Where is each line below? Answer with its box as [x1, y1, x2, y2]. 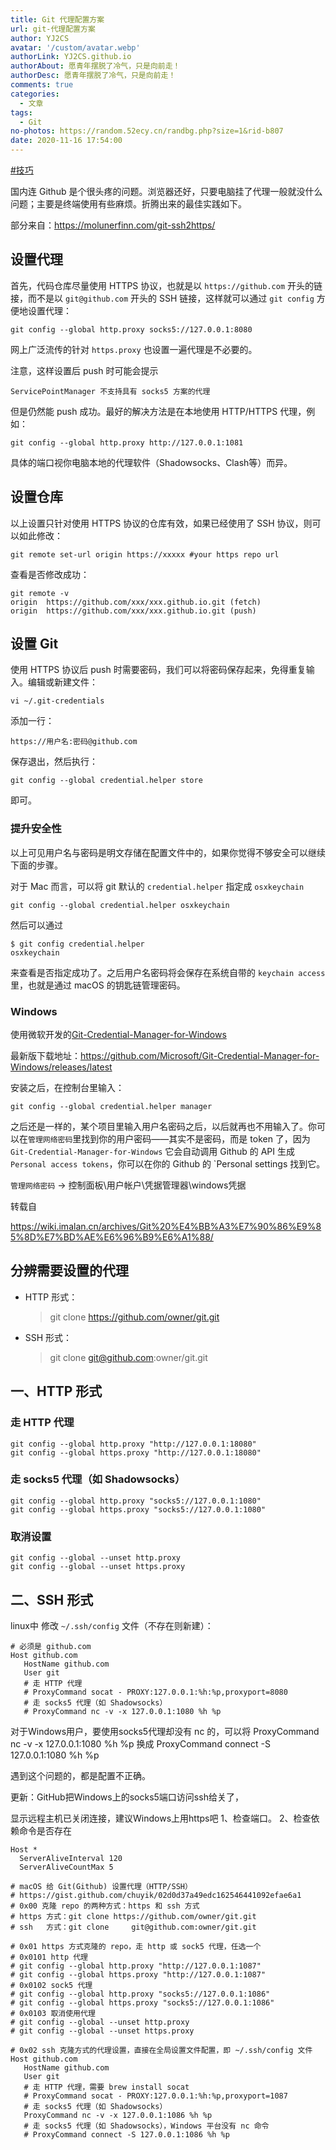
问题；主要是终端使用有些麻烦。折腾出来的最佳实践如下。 [10, 198, 247, 210]
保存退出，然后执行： [10, 756, 98, 768]
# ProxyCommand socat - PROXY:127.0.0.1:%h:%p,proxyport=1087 [23, 2091, 288, 2101]
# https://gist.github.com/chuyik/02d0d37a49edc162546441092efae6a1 [10, 1890, 302, 1900]
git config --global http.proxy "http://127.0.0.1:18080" [10, 1439, 257, 1449]
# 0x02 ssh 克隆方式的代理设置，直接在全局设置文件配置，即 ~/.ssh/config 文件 [10, 2045, 313, 2055]
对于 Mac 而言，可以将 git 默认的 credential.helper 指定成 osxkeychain [10, 880, 305, 892]
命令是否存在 [18, 1824, 72, 1836]
